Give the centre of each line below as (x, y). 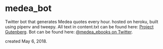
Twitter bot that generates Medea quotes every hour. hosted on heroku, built (82, 22)
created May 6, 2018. (26, 41)
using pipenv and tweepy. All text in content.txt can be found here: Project (80, 26)
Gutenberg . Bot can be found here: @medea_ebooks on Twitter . (69, 32)
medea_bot (28, 8)
